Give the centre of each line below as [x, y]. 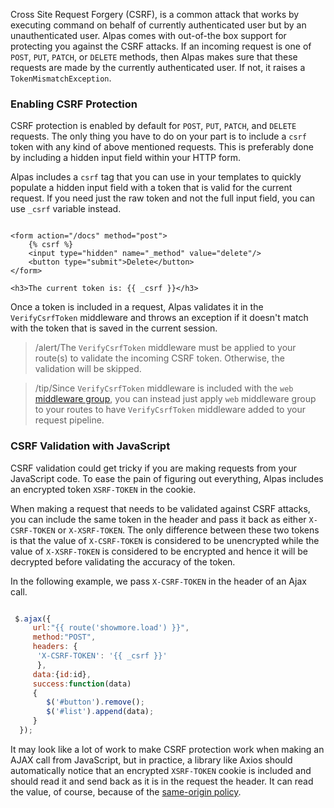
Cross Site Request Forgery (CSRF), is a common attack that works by [155, 14]
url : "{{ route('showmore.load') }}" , [111, 628]
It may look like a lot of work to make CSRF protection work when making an [167, 749]
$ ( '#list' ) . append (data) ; [100, 712]
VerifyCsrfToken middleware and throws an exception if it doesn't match [159, 318]
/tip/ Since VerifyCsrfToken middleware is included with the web [164, 388]
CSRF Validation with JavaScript [90, 446]
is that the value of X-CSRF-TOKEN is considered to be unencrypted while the [165, 540]
